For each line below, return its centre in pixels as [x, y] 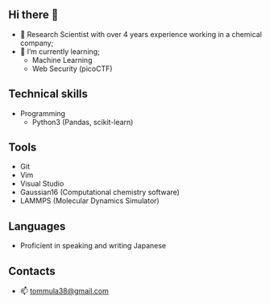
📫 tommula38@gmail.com [64, 291]
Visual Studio [42, 184]
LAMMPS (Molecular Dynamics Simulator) [89, 201]
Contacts [32, 271]
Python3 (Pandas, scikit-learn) [83, 122]
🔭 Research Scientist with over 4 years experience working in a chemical [141, 34]
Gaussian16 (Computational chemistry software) [100, 192]
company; [37, 43]
